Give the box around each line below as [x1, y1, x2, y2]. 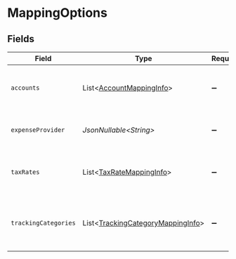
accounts [11, 84, 40, 92]
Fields [7, 33, 35, 45]
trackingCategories [11, 219, 76, 227]
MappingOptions [7, 5, 107, 21]
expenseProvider [11, 126, 65, 134]
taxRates [11, 168, 40, 176]
